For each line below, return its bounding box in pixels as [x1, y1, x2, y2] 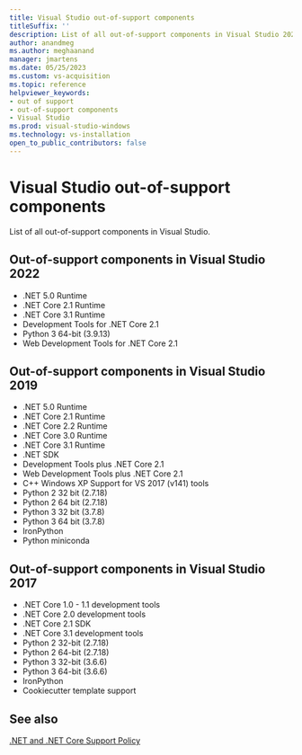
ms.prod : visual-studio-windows [9, 122, 130, 131]
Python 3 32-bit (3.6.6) [22, 657, 108, 668]
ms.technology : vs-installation [9, 130, 130, 139]
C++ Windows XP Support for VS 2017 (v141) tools [22, 478, 209, 489]
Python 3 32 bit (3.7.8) [22, 507, 105, 518]
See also [9, 711, 58, 726]
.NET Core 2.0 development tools [22, 608, 147, 620]
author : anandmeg [9, 38, 75, 48]
